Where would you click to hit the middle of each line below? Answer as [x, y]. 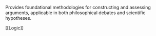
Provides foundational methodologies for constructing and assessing [78, 7]
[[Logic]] [15, 28]
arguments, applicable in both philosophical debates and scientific [75, 13]
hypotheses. [18, 18]
